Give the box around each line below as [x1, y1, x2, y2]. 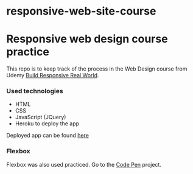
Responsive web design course [6, 32, 169, 46]
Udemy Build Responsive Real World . [6, 72, 99, 79]
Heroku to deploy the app [15, 120, 80, 127]
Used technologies [6, 87, 63, 96]
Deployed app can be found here [6, 132, 89, 139]
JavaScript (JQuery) [15, 114, 66, 121]
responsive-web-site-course [6, 4, 156, 18]
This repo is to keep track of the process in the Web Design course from [6, 65, 188, 72]
